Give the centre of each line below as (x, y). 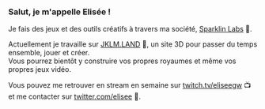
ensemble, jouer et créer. (49, 53)
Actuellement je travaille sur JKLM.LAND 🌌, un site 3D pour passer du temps (133, 44)
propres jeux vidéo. (40, 70)
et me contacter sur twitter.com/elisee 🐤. (74, 96)
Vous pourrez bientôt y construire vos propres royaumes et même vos (122, 61)
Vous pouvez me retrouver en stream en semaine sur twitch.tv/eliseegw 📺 (130, 85)
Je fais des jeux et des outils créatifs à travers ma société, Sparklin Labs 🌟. (130, 29)
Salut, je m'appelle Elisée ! (60, 12)
